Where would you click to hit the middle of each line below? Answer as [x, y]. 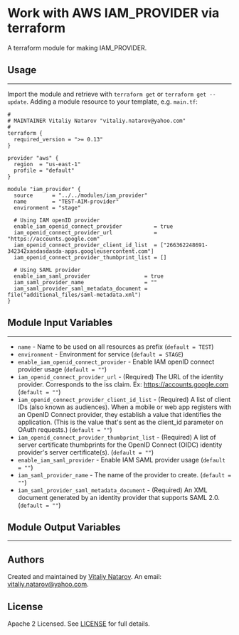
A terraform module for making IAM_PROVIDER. [77, 48]
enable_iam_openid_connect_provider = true [94, 226]
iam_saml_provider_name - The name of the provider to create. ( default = [124, 474]
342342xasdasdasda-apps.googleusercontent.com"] [81, 251]
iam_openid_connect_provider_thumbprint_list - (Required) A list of [117, 437]
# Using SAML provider [47, 270]
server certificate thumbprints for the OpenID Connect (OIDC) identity [120, 445]
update [17, 102]
